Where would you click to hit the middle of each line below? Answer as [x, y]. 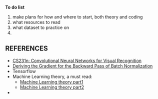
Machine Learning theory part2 [52, 87]
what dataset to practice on [41, 27]
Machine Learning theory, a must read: [52, 76]
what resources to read [36, 22]
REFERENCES [27, 49]
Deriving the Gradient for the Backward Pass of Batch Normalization [82, 66]
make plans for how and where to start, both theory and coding [77, 17]
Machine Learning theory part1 [51, 81]
